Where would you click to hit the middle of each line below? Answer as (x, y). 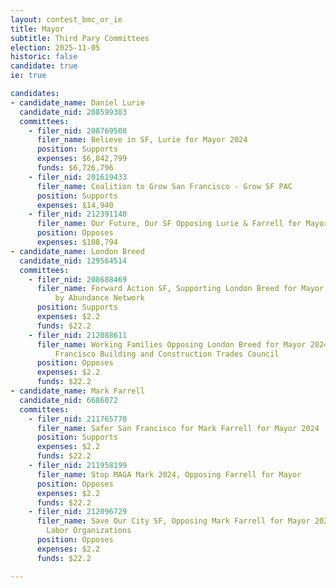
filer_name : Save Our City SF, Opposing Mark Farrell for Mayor (173, 521)
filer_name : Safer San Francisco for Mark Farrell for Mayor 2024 (178, 428)
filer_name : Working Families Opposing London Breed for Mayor (171, 344)
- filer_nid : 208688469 (78, 279)
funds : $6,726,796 (75, 168)
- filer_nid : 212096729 (78, 512)
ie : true (28, 76)
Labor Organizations (89, 531)
